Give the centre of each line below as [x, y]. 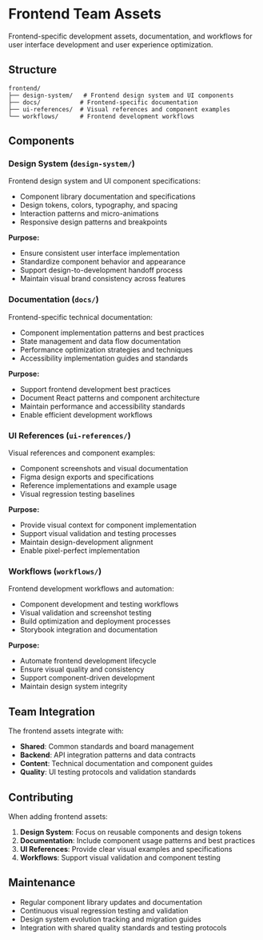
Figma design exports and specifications [87, 477]
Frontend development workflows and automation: [91, 589]
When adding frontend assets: [58, 816]
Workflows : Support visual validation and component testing [120, 857]
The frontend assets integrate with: [66, 731]
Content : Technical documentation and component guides [116, 764]
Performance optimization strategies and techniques [106, 349]
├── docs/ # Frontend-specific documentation [103, 102]
